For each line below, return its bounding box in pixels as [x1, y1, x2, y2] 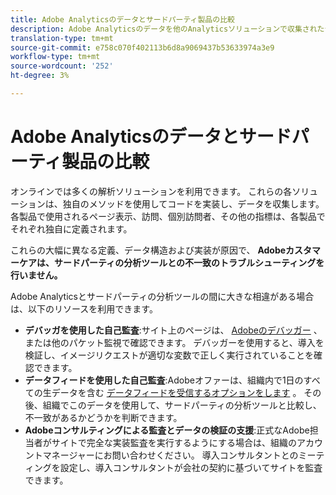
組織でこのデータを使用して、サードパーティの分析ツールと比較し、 [42, 399, 322, 411]
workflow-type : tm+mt [10, 52, 101, 62]
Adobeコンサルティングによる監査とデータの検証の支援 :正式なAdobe [24, 424, 310, 436]
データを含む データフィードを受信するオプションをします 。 [51, 386, 302, 398]
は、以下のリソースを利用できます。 [10, 302, 158, 315]
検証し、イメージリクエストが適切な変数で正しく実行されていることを [24, 349, 315, 361]
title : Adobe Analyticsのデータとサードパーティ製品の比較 [10, 14, 235, 25]
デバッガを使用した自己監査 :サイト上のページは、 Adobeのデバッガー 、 [24, 324, 323, 336]
